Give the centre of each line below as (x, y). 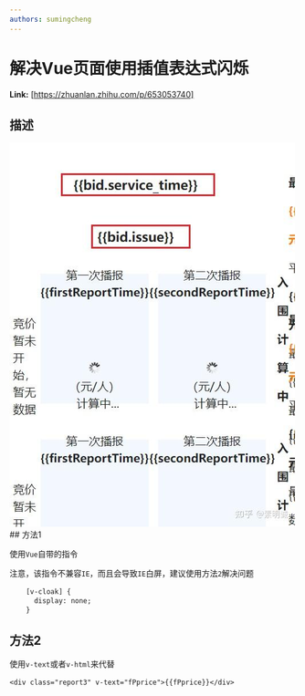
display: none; (63, 601)
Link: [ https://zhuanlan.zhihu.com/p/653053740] (102, 94)
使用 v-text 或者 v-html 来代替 (62, 664)
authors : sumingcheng (51, 19)
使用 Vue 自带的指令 (44, 554)
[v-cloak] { (48, 592)
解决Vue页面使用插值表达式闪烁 (129, 68)
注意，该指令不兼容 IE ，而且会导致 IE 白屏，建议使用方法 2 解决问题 (131, 574)
